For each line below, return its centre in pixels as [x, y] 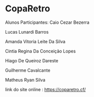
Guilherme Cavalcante [28, 70]
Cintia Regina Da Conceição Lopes [40, 51]
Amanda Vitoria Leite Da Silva [35, 41]
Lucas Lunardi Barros [27, 32]
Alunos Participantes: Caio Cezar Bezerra [47, 22]
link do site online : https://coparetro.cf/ [46, 89]
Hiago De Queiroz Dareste [32, 60]
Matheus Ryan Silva [25, 80]
